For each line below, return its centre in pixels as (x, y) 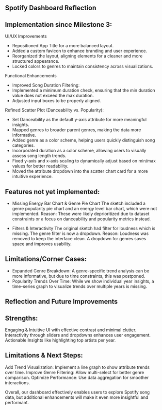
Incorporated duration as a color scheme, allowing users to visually (79, 151)
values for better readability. (40, 166)
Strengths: (21, 318)
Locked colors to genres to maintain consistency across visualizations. (83, 66)
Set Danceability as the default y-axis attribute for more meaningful (79, 120)
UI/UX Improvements (26, 36)
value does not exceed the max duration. (53, 96)
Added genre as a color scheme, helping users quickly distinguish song (83, 140)
